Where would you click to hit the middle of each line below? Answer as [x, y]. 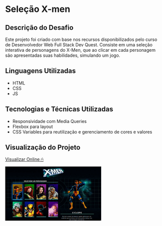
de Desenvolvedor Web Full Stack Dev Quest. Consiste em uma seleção [79, 45]
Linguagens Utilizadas [41, 71]
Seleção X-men [38, 9]
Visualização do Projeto [43, 148]
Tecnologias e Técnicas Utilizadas [59, 109]
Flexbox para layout [33, 126]
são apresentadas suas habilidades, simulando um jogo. [63, 55]
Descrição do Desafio [39, 28]
